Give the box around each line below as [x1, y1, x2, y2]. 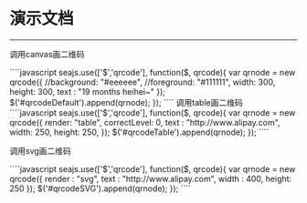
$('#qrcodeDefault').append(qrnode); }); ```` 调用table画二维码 [9, 96, 244, 107]
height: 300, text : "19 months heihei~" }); [9, 86, 166, 96]
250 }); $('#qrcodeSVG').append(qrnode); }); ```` [9, 183, 192, 194]
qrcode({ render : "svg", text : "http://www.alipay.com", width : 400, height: [9, 173, 292, 184]
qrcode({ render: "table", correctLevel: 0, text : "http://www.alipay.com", [9, 117, 281, 127]
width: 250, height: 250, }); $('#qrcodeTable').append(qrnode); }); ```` [9, 127, 270, 137]
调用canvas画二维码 [9, 48, 85, 59]
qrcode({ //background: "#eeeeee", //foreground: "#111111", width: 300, [9, 76, 276, 87]
